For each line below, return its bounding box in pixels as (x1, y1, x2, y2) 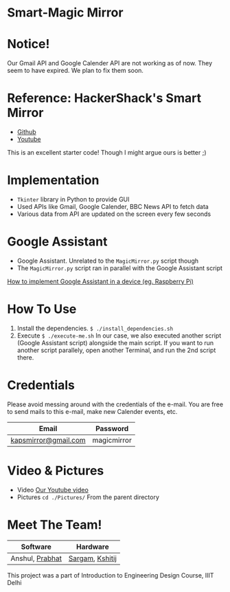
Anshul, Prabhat (10, 553, 62, 563)
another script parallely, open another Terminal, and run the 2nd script (16, 346, 216, 354)
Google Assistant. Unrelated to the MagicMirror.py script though (16, 256, 199, 265)
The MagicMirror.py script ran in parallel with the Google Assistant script (16, 263, 223, 272)
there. (16, 353, 34, 362)
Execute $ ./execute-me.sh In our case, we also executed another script (16, 331, 222, 340)
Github (16, 128, 36, 136)
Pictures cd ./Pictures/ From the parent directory (16, 493, 160, 501)
